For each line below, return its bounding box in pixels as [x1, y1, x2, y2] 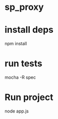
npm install [4, 41, 27, 47]
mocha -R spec [4, 74, 36, 80]
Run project [4, 92, 54, 103]
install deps [4, 24, 54, 36]
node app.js [4, 108, 29, 114]
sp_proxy [4, 1, 44, 13]
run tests [4, 58, 43, 69]
